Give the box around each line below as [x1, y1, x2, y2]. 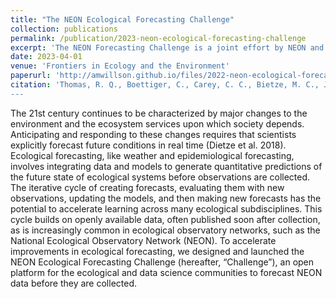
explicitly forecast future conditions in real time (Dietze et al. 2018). [10, 139, 287, 151]
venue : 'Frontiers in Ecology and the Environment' [10, 61, 230, 71]
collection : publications [10, 24, 118, 34]
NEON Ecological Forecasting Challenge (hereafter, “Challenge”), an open [10, 256, 315, 268]
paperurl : [10, 71, 52, 81]
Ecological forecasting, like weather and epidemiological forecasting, [10, 149, 295, 161]
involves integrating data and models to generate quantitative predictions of [10, 160, 323, 172]
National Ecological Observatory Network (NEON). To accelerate [10, 234, 277, 246]
